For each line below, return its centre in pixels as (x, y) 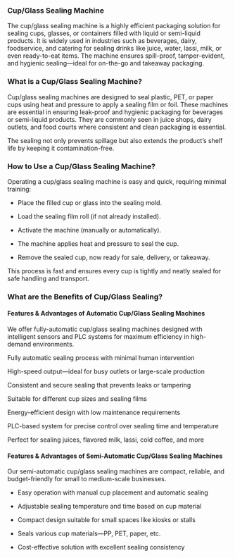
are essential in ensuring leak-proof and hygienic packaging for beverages (115, 112)
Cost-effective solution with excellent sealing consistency (101, 547)
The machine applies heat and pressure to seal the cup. (98, 243)
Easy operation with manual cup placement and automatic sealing (113, 492)
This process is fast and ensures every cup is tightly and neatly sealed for (114, 271)
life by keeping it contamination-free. (61, 148)
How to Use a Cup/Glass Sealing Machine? (82, 166)
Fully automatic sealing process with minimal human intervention (101, 358)
